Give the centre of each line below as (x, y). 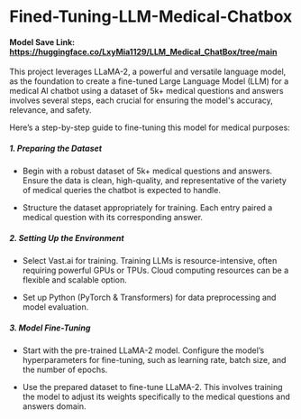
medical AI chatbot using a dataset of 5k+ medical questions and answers (146, 91)
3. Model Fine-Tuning (50, 328)
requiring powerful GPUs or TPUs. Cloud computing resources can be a (155, 270)
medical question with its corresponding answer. (113, 218)
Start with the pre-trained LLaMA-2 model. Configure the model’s (143, 350)
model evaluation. (55, 307)
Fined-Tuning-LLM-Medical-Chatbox (151, 17)
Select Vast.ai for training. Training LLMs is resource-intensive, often (150, 261)
